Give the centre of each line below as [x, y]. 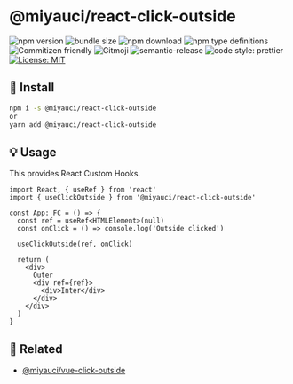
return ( [33, 260]
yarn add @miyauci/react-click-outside [83, 125]
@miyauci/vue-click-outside [74, 370]
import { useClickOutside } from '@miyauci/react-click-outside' [132, 198]
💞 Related [36, 349]
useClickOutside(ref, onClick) [75, 244]
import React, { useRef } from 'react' [83, 190]
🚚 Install [32, 87]
